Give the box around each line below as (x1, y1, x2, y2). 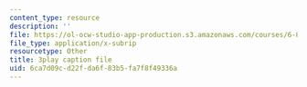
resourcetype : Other (9, 47, 89, 56)
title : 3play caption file (9, 55, 112, 64)
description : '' (9, 22, 71, 31)
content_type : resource (9, 13, 101, 23)
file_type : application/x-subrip (9, 38, 137, 48)
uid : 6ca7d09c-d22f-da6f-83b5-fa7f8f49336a (9, 64, 178, 73)
